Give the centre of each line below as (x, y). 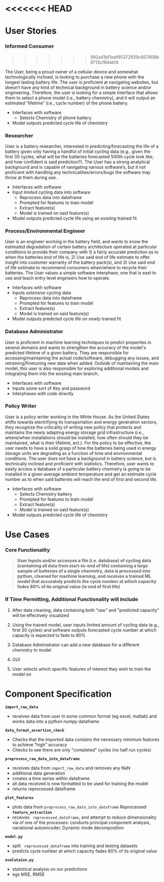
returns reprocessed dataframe (44, 789)
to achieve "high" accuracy (40, 744)
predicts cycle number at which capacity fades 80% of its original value (85, 851)
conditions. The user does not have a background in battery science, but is (81, 458)
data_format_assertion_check (35, 730)
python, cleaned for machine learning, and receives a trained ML (84, 576)
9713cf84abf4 (104, 62)
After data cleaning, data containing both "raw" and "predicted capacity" (86, 610)
